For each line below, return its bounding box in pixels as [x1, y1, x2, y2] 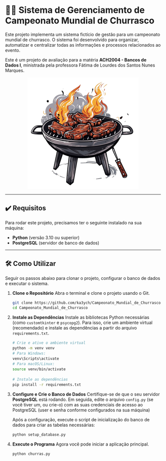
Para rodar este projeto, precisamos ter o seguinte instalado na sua [5, 219, 142, 225]
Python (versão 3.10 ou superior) [12, 234, 80, 240]
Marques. [5, 67, 25, 73]
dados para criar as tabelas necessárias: [12, 422, 95, 428]
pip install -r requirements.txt [12, 382, 82, 388]
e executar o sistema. [5, 280, 49, 286]
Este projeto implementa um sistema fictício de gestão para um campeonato [5, 31, 161, 37]
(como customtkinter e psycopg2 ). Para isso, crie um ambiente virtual [12, 320, 153, 326]
